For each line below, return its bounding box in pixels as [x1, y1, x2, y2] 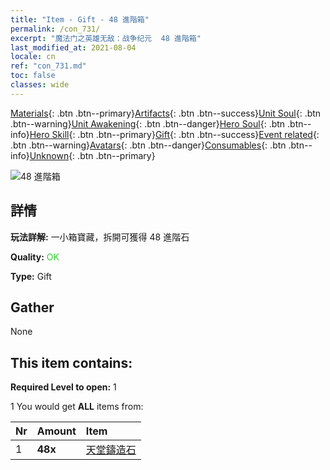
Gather [10, 299, 55, 316]
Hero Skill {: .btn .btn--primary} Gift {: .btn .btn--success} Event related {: [29, 128, 320, 140]
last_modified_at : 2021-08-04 [10, 42, 137, 53]
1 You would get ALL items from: [10, 401, 144, 413]
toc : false [10, 71, 56, 81]
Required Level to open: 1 [10, 381, 117, 393]
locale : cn [10, 52, 56, 62]
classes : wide [10, 80, 70, 90]
